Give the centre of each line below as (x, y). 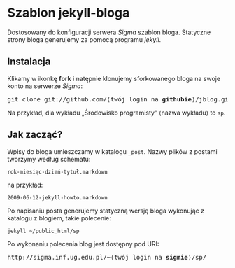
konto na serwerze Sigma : (45, 86)
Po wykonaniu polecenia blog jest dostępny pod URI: (83, 244)
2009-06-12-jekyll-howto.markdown (58, 197)
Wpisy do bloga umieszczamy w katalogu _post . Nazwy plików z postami (113, 151)
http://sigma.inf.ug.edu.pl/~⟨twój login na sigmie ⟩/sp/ (107, 257)
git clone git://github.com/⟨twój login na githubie (100, 99)
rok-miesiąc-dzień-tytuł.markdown (58, 172)
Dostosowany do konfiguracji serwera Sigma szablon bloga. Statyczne (109, 32)
